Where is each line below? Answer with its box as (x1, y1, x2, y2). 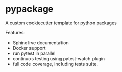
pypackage (5, 3, 54, 15)
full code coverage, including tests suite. (12, 61, 98, 67)
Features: (5, 29, 25, 35)
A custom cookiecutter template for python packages (5, 20, 117, 26)
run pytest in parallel (12, 50, 56, 56)
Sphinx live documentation (12, 39, 69, 46)
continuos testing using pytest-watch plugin (12, 55, 105, 61)
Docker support (12, 45, 46, 51)
